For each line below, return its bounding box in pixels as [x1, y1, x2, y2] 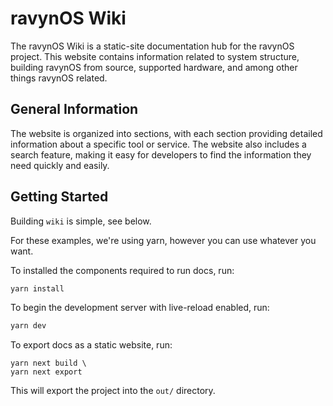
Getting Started [10, 188, 109, 206]
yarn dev [10, 321, 47, 331]
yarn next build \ [10, 358, 87, 369]
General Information [10, 101, 139, 118]
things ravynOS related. [10, 72, 108, 84]
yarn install [10, 283, 65, 294]
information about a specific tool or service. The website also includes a [10, 138, 307, 150]
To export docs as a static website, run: [10, 339, 173, 351]
